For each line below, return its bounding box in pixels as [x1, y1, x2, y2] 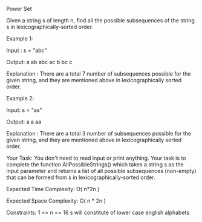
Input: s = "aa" [6, 106, 42, 114]
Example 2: [6, 95, 34, 102]
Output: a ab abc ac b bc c [6, 59, 73, 65]
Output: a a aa [6, 118, 42, 125]
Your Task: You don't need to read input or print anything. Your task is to [6, 154, 186, 162]
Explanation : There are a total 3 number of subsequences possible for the [6, 130, 192, 137]
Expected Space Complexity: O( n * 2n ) [6, 197, 106, 204]
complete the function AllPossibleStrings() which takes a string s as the [6, 161, 184, 168]
